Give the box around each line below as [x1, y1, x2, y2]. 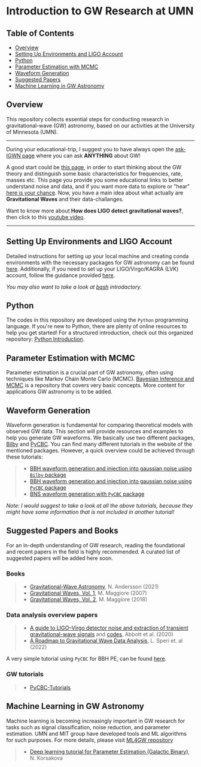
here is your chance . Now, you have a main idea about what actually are [6, 189, 184, 196]
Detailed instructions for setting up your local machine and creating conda [6, 252, 189, 259]
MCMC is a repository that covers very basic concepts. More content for [6, 382, 185, 389]
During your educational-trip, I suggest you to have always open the [6, 145, 174, 152]
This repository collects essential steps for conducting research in [6, 115, 169, 122]
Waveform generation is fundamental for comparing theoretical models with [6, 421, 193, 429]
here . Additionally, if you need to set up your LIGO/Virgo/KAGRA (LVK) [6, 265, 179, 272]
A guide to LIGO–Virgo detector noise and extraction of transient [29, 624, 188, 631]
